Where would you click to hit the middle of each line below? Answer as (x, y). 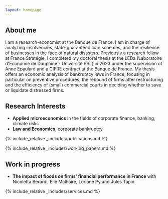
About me (21, 30)
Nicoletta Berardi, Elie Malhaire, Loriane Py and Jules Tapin (73, 182)
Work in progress (33, 164)
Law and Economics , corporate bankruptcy (57, 129)
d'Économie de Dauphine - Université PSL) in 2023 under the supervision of (84, 64)
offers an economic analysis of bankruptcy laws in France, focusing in (77, 74)
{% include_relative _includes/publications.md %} (56, 139)
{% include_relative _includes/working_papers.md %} (61, 148)
